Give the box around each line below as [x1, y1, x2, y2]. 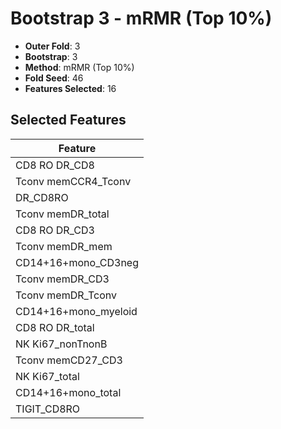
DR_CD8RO [15, 190, 69, 204]
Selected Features [10, 112, 127, 129]
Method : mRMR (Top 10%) [24, 61, 135, 73]
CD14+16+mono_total [15, 385, 122, 399]
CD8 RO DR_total [15, 320, 95, 334]
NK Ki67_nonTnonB [15, 337, 108, 351]
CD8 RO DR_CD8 [15, 158, 95, 172]
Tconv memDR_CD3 [15, 272, 110, 286]
